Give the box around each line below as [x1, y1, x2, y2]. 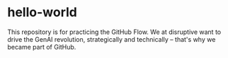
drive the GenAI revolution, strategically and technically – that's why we [7, 35, 216, 43]
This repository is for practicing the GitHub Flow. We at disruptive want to [7, 28, 222, 36]
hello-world [7, 4, 78, 21]
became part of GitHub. [7, 42, 76, 51]
